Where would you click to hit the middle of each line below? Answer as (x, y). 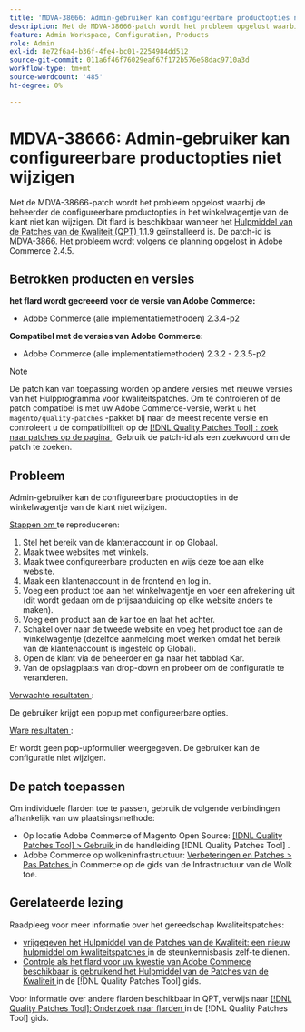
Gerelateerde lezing (66, 902)
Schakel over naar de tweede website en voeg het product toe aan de (152, 629)
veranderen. (45, 677)
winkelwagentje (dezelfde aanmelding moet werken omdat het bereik (152, 639)
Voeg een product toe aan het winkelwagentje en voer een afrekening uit (158, 591)
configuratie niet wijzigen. (58, 758)
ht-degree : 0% (36, 85)
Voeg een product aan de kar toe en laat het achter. (119, 620)
